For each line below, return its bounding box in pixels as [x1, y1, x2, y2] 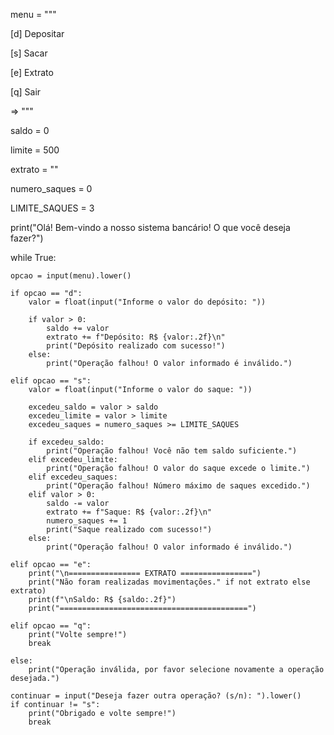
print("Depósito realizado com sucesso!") [46, 341, 226, 351]
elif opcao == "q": [10, 621, 92, 631]
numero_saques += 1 [46, 516, 128, 526]
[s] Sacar [10, 47, 48, 59]
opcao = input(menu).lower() [10, 271, 132, 281]
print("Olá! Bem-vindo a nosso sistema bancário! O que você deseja [10, 222, 291, 233]
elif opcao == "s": [10, 376, 92, 386]
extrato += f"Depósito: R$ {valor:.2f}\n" [46, 332, 226, 342]
